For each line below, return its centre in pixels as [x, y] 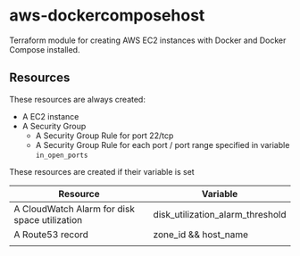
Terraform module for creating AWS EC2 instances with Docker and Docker [148, 40]
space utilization [48, 219]
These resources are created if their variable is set [102, 171]
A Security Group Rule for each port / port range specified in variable [162, 145]
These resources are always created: [77, 99]
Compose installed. [45, 49]
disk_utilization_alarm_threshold [220, 214]
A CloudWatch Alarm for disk [75, 209]
